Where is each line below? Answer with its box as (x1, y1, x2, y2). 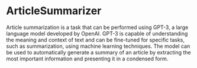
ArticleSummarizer (6, 4, 102, 18)
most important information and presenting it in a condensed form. (6, 55, 169, 62)
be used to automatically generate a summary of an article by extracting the (6, 48, 191, 56)
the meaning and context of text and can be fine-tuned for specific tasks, (6, 36, 185, 43)
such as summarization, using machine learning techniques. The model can (6, 43, 190, 50)
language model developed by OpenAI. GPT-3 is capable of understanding (6, 30, 188, 37)
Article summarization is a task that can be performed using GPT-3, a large (6, 24, 189, 31)
